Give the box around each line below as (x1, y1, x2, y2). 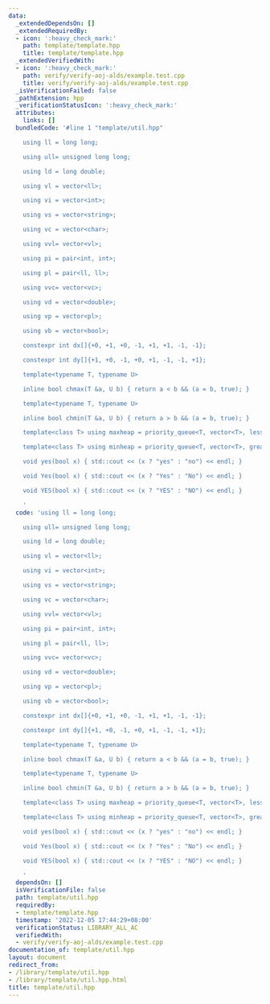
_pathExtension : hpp (15, 94, 84, 102)
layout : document (8, 953, 67, 961)
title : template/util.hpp (8, 983, 95, 991)
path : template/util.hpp (15, 894, 99, 902)
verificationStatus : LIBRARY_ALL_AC (15, 924, 138, 932)
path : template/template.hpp (22, 42, 121, 50)
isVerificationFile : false (15, 886, 106, 895)
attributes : (15, 109, 56, 117)
